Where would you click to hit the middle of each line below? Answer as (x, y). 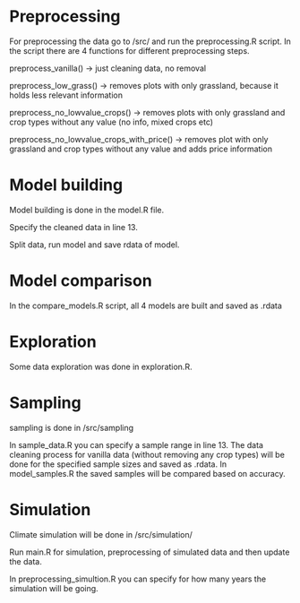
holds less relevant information (66, 95)
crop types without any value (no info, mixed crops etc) (111, 122)
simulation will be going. (54, 588)
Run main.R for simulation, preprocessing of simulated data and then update (150, 552)
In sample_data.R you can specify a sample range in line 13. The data (137, 444)
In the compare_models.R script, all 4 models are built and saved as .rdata (146, 306)
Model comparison (81, 281)
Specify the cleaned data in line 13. (74, 227)
